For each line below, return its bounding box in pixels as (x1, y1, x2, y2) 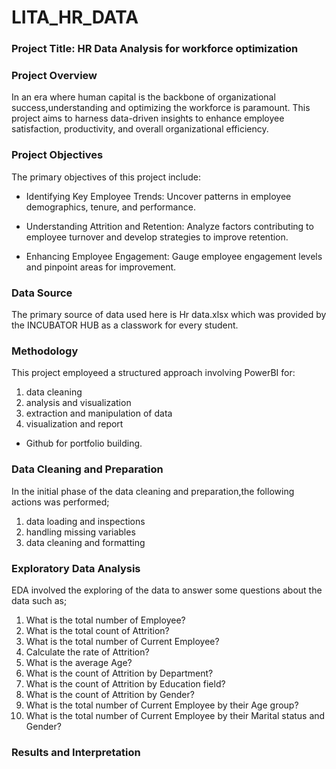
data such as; (11, 594, 68, 606)
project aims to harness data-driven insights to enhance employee (11, 112, 285, 125)
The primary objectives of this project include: (11, 171, 202, 183)
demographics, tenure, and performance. (25, 201, 196, 213)
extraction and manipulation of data (25, 407, 173, 420)
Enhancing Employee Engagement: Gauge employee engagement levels (25, 250, 323, 262)
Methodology (11, 344, 79, 358)
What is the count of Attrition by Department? (25, 667, 214, 679)
